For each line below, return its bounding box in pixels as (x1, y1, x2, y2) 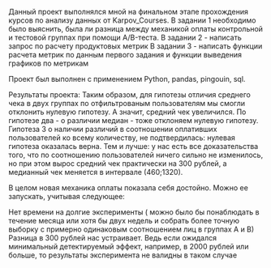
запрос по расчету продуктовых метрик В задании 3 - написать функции (8, 41, 263, 51)
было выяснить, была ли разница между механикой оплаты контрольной (8, 24, 264, 33)
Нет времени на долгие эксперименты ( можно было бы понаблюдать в (8, 207, 260, 217)
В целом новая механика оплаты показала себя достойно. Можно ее (8, 183, 249, 193)
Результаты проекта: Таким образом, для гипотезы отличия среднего (8, 90, 252, 100)
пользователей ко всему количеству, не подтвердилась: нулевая (8, 133, 235, 143)
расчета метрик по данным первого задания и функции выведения (8, 50, 242, 59)
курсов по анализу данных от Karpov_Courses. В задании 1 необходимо (8, 15, 256, 25)
